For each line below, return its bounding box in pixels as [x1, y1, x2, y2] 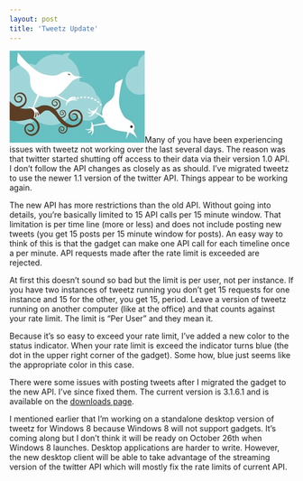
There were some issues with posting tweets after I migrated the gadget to [9, 376, 287, 387]
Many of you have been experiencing [144, 134, 283, 144]
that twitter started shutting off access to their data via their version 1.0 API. [9, 153, 290, 164]
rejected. [9, 257, 42, 268]
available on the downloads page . [9, 395, 135, 406]
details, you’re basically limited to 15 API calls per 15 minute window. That [9, 208, 281, 220]
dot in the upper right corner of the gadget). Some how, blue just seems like [9, 349, 291, 360]
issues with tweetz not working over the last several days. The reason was [9, 143, 286, 154]
